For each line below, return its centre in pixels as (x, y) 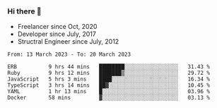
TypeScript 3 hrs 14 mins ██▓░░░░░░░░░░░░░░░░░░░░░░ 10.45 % (109, 85)
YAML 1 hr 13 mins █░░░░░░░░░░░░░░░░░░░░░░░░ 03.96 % (109, 92)
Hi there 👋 (25, 11)
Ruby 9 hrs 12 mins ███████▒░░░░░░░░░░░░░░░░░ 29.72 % (109, 73)
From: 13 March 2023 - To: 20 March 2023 (69, 55)
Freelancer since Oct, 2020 (57, 27)
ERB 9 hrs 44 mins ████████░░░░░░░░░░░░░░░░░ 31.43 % (109, 67)
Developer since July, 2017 (57, 34)
